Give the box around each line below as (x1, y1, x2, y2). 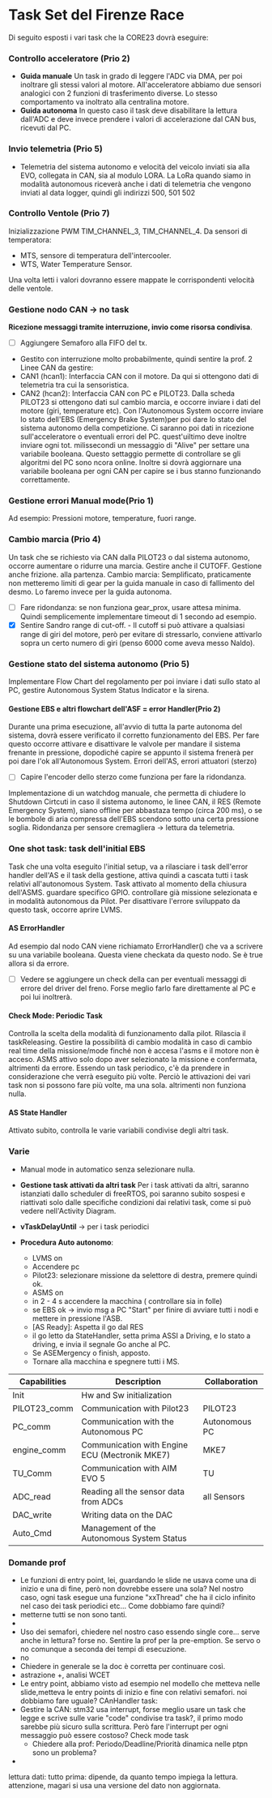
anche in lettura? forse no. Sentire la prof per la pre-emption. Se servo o (19, 1636, 261, 1645)
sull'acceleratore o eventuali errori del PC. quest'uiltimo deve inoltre (19, 432, 247, 441)
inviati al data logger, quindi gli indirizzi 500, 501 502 (19, 187, 196, 197)
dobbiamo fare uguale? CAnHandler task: (19, 1696, 158, 1706)
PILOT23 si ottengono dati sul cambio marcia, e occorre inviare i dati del (19, 398, 261, 407)
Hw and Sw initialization (81, 1389, 172, 1400)
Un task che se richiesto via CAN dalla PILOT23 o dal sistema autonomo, (8, 552, 250, 561)
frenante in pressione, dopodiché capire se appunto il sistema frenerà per (8, 748, 254, 758)
